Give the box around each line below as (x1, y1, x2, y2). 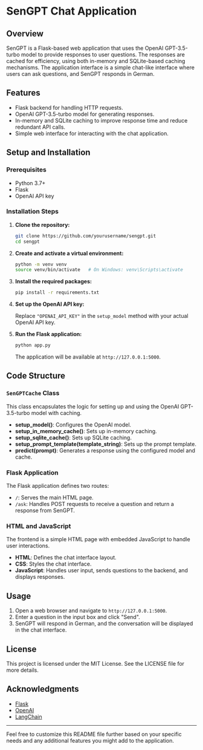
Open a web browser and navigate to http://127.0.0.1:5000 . (14, 607, 167, 614)
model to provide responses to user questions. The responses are (21, 51, 185, 58)
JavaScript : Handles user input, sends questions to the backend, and (14, 567, 188, 574)
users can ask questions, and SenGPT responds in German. (6, 70, 155, 77)
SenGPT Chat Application (6, 4, 137, 18)
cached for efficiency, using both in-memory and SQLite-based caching (6, 58, 185, 64)
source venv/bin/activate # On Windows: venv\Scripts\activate (14, 267, 183, 273)
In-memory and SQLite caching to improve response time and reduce (14, 117, 188, 124)
